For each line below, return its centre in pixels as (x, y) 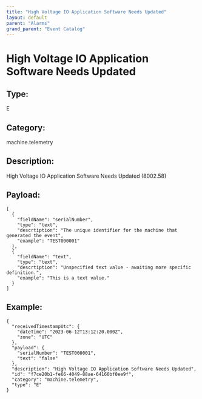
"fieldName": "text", (44, 256)
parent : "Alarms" (28, 23)
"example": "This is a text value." (64, 278)
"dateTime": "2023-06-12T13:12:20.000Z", (70, 332)
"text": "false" (38, 358)
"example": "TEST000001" (49, 241)
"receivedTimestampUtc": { (46, 326)
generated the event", (35, 235)
